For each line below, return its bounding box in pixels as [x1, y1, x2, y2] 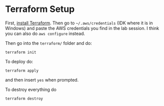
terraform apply [5, 68, 39, 73]
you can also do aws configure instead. [5, 30, 85, 36]
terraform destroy [5, 96, 43, 101]
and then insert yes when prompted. [5, 77, 79, 83]
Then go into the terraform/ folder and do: [5, 40, 92, 46]
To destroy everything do [5, 86, 57, 93]
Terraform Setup [5, 3, 75, 15]
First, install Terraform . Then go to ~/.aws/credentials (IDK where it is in [5, 20, 153, 26]
